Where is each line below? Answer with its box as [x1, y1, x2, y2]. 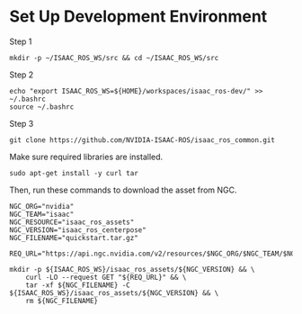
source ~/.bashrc [9, 102, 75, 112]
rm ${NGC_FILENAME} [25, 296, 99, 305]
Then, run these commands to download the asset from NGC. [9, 184, 237, 195]
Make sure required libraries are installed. [9, 151, 164, 162]
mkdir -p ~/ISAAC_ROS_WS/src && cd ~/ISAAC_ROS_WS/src [9, 53, 219, 62]
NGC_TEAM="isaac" [9, 210, 75, 219]
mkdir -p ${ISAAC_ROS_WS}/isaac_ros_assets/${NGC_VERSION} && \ [9, 265, 255, 274]
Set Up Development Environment [9, 6, 268, 27]
